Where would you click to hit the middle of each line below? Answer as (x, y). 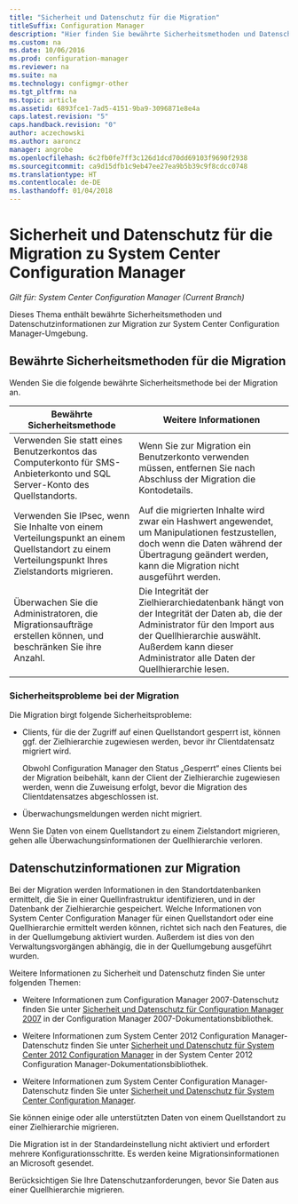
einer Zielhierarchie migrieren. (64, 1127)
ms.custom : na (35, 42)
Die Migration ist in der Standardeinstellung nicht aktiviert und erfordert (140, 1144)
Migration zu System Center (115, 254)
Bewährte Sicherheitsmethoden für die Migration (148, 361)
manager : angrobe (41, 149)
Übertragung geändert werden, (204, 554)
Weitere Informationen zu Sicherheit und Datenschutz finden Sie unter (137, 973)
